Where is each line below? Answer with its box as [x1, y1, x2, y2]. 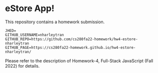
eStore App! [5, 3, 54, 14]
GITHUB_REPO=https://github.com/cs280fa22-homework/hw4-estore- [5, 37, 138, 42]
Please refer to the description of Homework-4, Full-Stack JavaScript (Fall [5, 58, 153, 63]
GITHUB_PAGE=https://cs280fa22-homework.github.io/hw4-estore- [5, 45, 136, 50]
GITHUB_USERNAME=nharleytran [5, 32, 64, 37]
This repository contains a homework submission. [5, 19, 105, 25]
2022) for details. [5, 63, 40, 69]
